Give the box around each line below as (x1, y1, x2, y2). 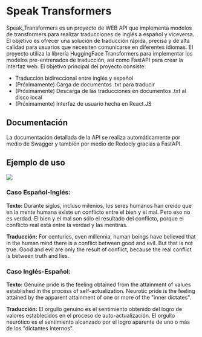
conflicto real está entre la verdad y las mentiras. (6, 221, 128, 228)
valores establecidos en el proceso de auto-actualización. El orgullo (6, 312, 175, 319)
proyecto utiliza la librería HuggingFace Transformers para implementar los (6, 50, 193, 57)
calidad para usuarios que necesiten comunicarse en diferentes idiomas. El (6, 43, 194, 51)
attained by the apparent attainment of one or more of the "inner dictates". (6, 294, 192, 301)
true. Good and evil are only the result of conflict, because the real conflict (6, 246, 192, 253)
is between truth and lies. (6, 252, 70, 259)
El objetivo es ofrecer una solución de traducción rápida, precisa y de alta (6, 37, 191, 44)
